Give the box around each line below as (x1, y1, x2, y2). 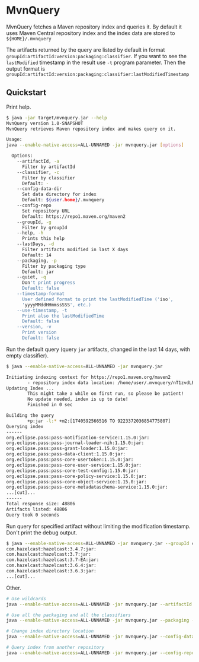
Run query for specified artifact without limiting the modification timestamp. (6, 522, 191, 530)
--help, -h (17, 230, 44, 236)
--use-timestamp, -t (17, 307, 68, 313)
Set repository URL (21, 208, 70, 214)
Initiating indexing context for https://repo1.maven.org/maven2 (6, 374, 171, 380)
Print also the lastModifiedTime (21, 313, 105, 319)
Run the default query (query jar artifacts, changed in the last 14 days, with (6, 346, 191, 353)
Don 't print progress (21, 280, 76, 286)
